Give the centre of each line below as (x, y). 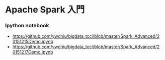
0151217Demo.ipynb (33, 52)
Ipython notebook (27, 26)
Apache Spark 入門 (45, 10)
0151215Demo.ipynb (33, 42)
